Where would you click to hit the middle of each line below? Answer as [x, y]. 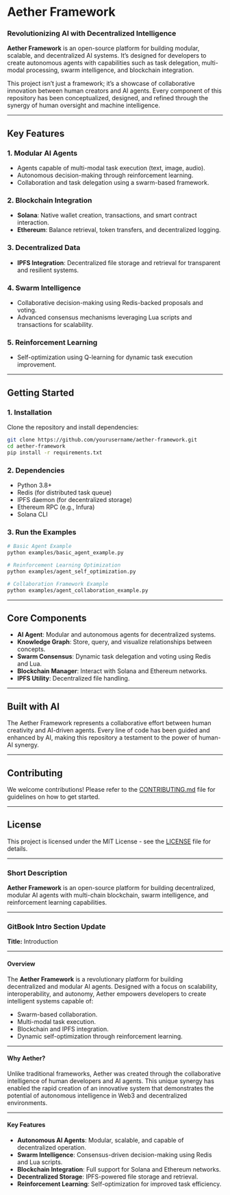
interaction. [33, 223]
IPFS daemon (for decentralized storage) [74, 499]
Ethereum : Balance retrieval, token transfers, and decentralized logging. [119, 230]
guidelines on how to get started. [54, 797]
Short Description [37, 873]
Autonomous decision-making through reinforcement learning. [105, 175]
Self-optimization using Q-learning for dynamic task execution [105, 357]
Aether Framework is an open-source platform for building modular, [103, 48]
